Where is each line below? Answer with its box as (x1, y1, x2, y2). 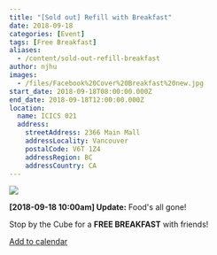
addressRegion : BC (25, 152, 93, 162)
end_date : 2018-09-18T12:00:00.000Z (9, 95, 144, 104)
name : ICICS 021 (17, 112, 77, 120)
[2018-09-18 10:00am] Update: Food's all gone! (9, 202, 187, 212)
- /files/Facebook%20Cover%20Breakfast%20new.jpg (17, 79, 204, 88)
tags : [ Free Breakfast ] (9, 37, 97, 47)
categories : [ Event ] (9, 29, 86, 38)
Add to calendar (9, 236, 68, 247)
